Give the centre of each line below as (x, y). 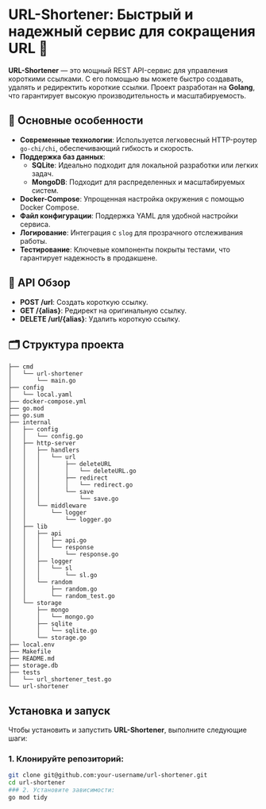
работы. (33, 241)
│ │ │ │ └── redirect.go (71, 485)
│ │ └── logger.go (60, 520)
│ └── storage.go (48, 638)
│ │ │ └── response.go (64, 555)
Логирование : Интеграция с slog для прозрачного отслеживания (131, 233)
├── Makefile (30, 652)
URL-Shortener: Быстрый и (101, 15)
